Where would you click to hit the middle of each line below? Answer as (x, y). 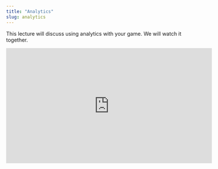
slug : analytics (26, 17)
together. (17, 40)
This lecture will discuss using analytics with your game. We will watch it (94, 33)
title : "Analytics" (30, 11)
